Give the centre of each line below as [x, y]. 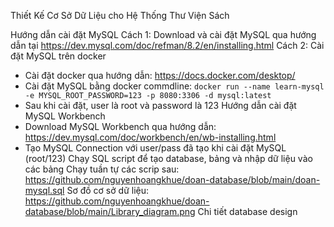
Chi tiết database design [247, 211]
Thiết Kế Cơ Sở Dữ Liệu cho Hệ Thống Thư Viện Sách [120, 15]
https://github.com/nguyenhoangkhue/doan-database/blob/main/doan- [172, 179]
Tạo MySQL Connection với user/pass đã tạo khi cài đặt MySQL [155, 148]
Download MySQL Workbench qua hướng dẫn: [120, 126]
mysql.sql [44, 190]
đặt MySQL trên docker [58, 56]
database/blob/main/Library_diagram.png [110, 211]
